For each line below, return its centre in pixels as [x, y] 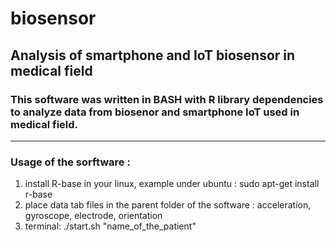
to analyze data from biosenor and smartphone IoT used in [155, 112]
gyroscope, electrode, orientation [93, 216]
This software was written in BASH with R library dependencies [167, 99]
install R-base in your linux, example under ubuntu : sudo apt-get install [172, 184]
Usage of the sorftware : [70, 162]
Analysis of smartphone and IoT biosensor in [153, 55]
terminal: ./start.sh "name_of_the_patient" [110, 226]
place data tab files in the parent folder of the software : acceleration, [168, 205]
